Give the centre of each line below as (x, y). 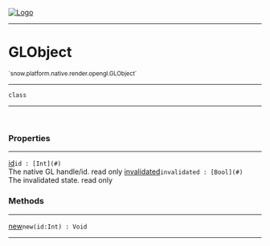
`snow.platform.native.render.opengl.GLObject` (73, 73)
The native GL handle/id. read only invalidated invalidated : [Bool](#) (126, 171)
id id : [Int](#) (35, 163)
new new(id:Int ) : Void (48, 226)
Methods (26, 201)
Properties (29, 138)
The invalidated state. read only (61, 180)
